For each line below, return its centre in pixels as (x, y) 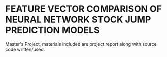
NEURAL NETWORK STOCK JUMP (78, 19)
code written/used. (25, 49)
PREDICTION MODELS (53, 30)
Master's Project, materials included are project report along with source (81, 44)
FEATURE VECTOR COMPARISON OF (84, 9)
